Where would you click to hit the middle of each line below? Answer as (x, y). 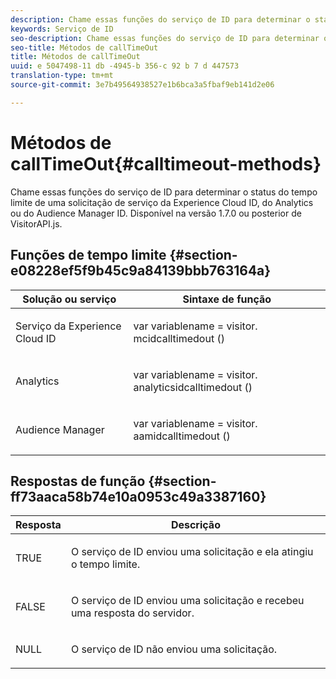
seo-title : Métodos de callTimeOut (84, 47)
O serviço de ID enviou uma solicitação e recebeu (187, 601)
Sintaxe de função (227, 299)
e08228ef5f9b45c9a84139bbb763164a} (141, 271)
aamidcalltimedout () (182, 436)
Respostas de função (78, 481)
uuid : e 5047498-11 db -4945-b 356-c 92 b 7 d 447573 (125, 66)
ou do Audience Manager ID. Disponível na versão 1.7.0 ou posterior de (156, 213)
